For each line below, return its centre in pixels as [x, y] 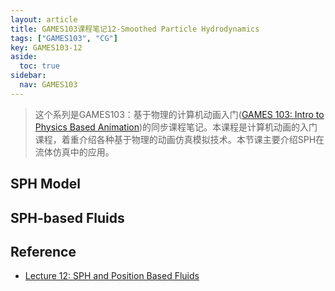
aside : [24, 57]
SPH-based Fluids [67, 217]
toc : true [39, 66]
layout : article [44, 19]
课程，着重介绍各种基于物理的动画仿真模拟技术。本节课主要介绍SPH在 [179, 139]
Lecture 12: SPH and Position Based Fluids [112, 276]
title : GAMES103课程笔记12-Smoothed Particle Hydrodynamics [135, 29]
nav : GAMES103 [48, 85]
